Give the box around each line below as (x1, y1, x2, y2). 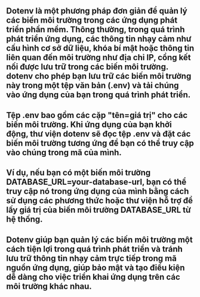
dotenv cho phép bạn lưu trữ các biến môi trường (6, 71, 192, 81)
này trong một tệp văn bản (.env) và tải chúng (6, 81, 179, 91)
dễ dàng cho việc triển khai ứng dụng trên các (6, 272, 180, 282)
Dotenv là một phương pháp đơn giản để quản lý (6, 6, 187, 16)
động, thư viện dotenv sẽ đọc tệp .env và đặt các (6, 129, 191, 139)
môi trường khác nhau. (6, 281, 93, 291)
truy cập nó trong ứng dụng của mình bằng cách (6, 186, 189, 197)
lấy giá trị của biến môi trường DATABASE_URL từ (6, 205, 191, 215)
